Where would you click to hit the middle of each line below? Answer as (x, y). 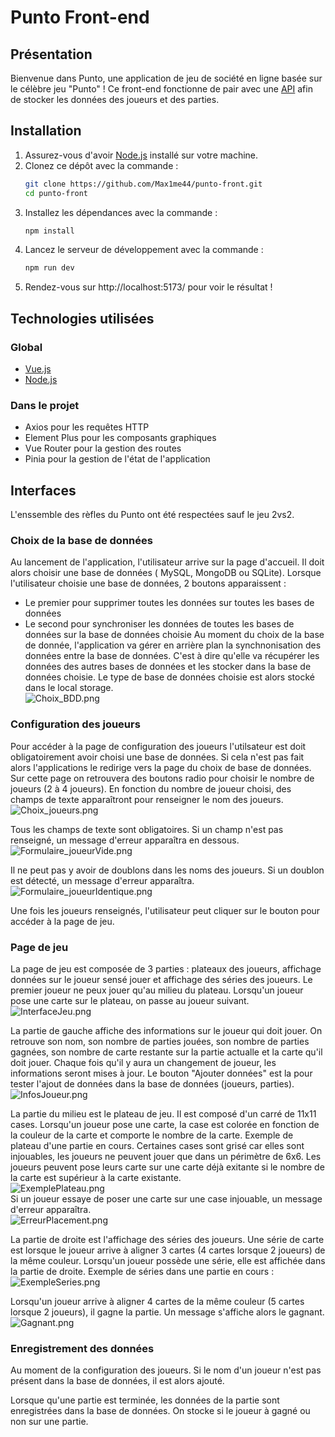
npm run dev (49, 268)
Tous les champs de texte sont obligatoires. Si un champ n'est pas (147, 829)
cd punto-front (56, 193)
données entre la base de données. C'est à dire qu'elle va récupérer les (172, 656)
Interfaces (43, 490)
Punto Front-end (80, 17)
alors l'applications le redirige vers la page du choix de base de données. (161, 767)
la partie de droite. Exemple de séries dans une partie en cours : (142, 1271)
